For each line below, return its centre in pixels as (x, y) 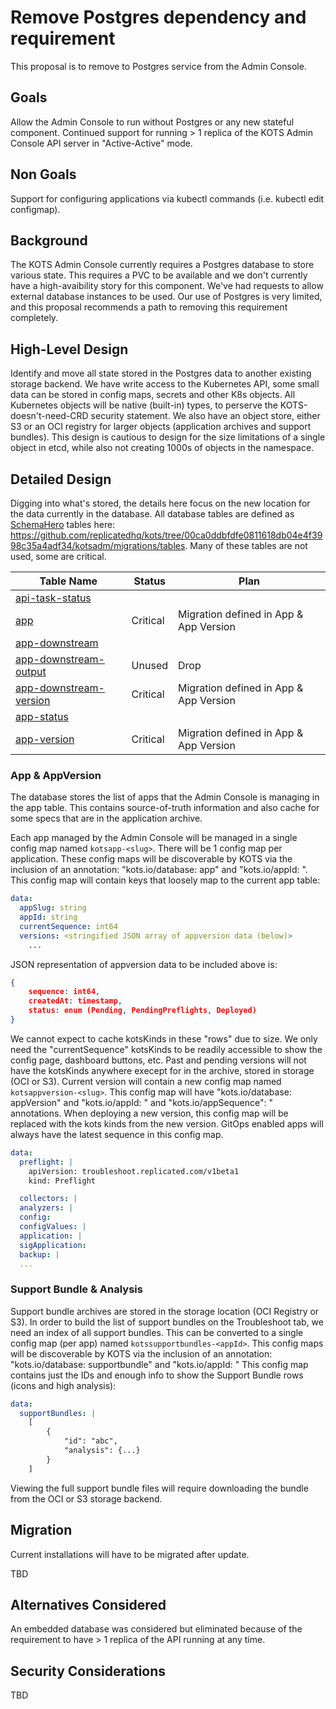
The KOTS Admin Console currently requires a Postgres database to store (162, 265)
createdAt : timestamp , (75, 1001)
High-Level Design (69, 349)
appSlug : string (53, 908)
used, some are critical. (58, 556)
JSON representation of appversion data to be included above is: (144, 964)
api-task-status (53, 598)
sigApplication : (53, 1245)
